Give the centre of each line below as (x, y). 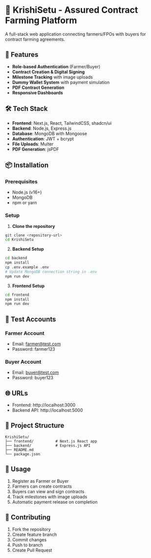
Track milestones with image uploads (50, 497)
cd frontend (17, 295)
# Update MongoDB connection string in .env (51, 272)
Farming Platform (41, 20)
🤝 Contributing (28, 517)
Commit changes (29, 539)
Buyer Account (23, 362)
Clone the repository (33, 226)
